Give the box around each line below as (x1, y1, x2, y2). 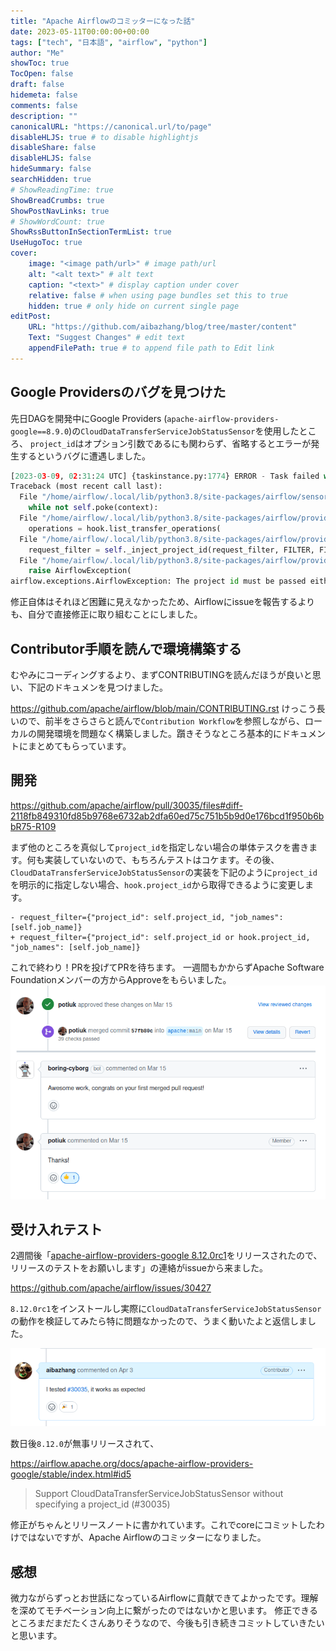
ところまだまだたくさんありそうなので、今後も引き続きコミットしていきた (10, 1617, 317, 1629)
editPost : (10, 311, 52, 322)
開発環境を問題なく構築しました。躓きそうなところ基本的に (36, 728, 282, 739)
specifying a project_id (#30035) (34, 1498, 171, 1510)
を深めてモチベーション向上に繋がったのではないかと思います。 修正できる (10, 1605, 318, 1617)
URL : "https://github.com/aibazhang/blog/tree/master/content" (28, 322, 298, 332)
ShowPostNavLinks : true (10, 206, 110, 216)
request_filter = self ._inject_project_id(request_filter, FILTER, (28, 545, 315, 555)
